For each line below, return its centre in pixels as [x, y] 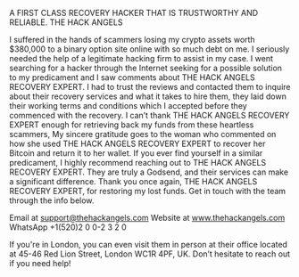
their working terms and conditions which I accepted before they [128, 106]
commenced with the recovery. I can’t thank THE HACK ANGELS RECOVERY [149, 115]
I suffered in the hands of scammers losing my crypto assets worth [133, 40]
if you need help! [40, 263]
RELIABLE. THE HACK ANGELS [66, 22]
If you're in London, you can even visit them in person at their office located [149, 244]
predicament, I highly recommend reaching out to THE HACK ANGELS [138, 163]
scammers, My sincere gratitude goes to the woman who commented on [143, 134]
